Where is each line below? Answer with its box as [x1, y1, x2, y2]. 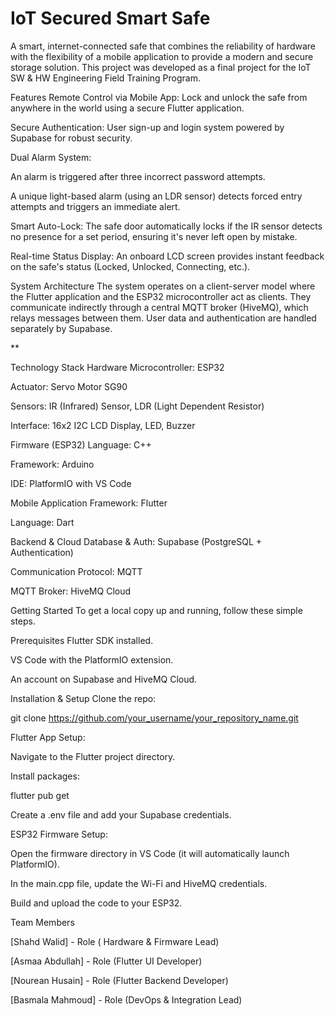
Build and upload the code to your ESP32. [10, 897, 183, 909]
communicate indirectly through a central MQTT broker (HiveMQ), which [10, 301, 309, 313]
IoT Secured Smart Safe [10, 7, 211, 30]
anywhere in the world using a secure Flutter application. [10, 102, 245, 114]
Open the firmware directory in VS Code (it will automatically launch [10, 847, 290, 859]
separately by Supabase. [10, 322, 113, 334]
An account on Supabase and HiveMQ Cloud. [10, 673, 198, 685]
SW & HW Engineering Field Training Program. [10, 72, 201, 84]
